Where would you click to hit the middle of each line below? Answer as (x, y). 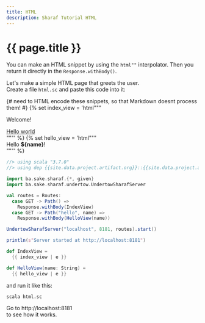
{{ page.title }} (44, 48)
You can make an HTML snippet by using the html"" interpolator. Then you (100, 65)
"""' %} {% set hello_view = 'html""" (52, 138)
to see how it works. (32, 314)
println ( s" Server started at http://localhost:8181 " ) (76, 241)
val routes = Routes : (34, 195)
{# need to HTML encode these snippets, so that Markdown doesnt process (102, 101)
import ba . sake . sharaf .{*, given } (50, 179)
